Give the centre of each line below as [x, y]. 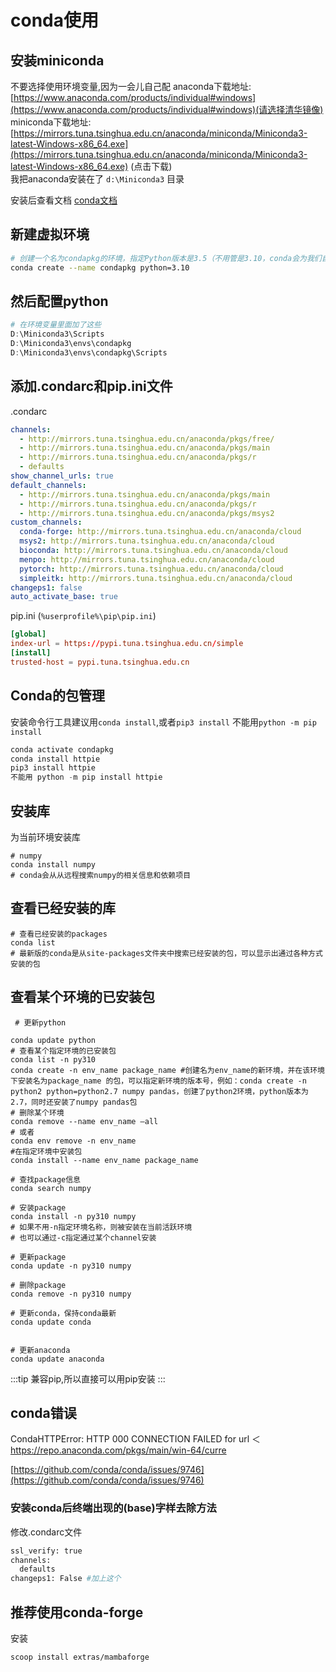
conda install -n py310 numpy [73, 1216]
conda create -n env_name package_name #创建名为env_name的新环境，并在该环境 [167, 1070]
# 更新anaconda [40, 1350]
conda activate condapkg [62, 749]
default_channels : [48, 485]
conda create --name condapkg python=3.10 [100, 267]
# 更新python [40, 1022]
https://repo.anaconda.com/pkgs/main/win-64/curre [118, 1450]
